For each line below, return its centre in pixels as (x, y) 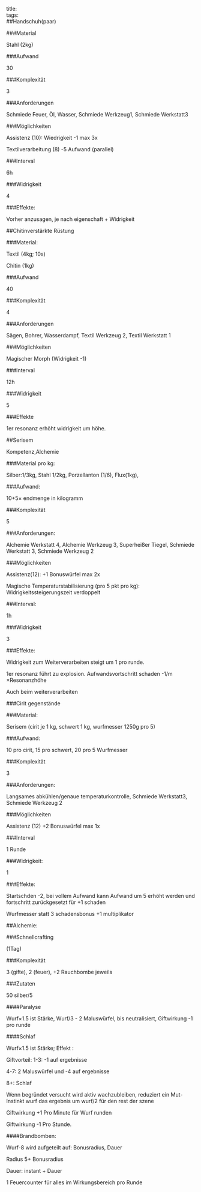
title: (12, 9)
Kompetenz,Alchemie (33, 452)
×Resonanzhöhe (26, 680)
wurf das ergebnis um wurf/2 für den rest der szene (90, 1101)
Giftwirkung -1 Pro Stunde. (39, 1124)
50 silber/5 (19, 995)
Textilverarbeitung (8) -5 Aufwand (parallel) (60, 149)
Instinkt (15, 1101)
